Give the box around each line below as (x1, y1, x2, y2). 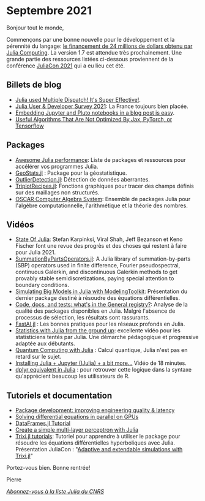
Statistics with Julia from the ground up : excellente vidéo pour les (15, 327, 181, 334)
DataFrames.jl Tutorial (15, 419, 70, 427)
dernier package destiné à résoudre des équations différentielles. (15, 294, 181, 302)
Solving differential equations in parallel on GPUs (15, 413, 139, 421)
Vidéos (6, 219, 34, 230)
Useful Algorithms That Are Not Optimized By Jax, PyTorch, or (15, 115, 173, 123)
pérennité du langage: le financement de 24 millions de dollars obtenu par (6, 42, 193, 50)
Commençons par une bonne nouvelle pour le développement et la (6, 36, 175, 43)
